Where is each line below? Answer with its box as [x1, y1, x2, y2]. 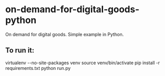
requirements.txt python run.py [5, 65, 71, 71]
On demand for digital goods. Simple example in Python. [5, 31, 124, 37]
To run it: [5, 46, 35, 55]
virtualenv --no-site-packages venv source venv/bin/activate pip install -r [5, 60, 160, 66]
